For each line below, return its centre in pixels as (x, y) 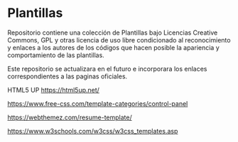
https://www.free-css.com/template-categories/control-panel (98, 103)
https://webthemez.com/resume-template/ (70, 117)
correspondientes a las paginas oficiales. (67, 76)
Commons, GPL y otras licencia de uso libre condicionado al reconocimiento (119, 40)
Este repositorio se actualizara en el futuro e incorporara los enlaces (107, 69)
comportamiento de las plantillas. (56, 55)
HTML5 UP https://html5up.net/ (53, 90)
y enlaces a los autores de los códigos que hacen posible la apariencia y (114, 47)
